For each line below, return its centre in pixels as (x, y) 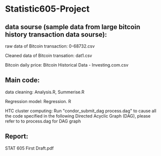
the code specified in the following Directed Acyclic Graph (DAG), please (78, 116)
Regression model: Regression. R (38, 101)
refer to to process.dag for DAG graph (43, 121)
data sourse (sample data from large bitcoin (73, 27)
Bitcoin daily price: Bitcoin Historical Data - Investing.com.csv (67, 65)
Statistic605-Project (47, 9)
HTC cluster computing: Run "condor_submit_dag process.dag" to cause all (81, 111)
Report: (17, 136)
